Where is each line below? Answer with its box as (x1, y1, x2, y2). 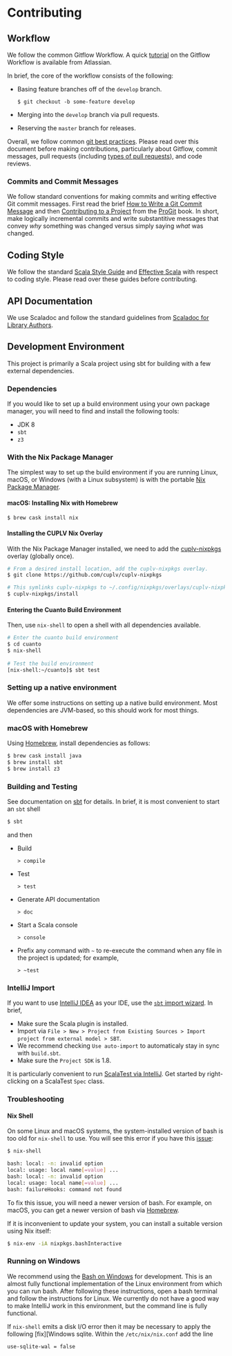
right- (206, 1070, 223, 1078)
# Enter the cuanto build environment (7, 634, 119, 641)
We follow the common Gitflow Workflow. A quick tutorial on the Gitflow (7, 51, 211, 59)
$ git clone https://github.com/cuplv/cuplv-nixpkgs (7, 571, 162, 579)
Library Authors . (7, 321, 54, 329)
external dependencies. (7, 366, 75, 375)
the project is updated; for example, (17, 954, 119, 962)
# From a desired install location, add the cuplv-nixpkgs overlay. (7, 565, 209, 572)
